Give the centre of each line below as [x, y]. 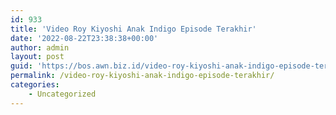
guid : [21, 66]
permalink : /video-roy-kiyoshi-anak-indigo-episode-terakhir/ [142, 76]
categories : [35, 85]
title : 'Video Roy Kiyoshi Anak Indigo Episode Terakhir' [133, 29]
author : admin [40, 47]
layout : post [37, 57]
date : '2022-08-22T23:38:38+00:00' [84, 38]
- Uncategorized [62, 94]
